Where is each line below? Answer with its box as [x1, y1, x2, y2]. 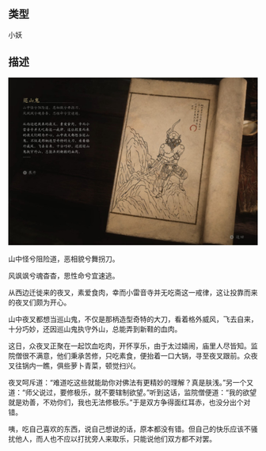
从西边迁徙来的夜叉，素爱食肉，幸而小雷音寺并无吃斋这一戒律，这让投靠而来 [8, 288, 258, 298]
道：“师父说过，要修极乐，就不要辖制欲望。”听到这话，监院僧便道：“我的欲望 [8, 388, 257, 397]
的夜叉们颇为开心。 [8, 298, 71, 307]
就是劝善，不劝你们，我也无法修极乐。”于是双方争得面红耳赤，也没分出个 [8, 398, 244, 407]
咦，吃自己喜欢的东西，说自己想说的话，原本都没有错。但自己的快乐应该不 [8, 424, 251, 434]
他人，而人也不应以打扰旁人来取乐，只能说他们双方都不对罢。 [14, 434, 216, 444]
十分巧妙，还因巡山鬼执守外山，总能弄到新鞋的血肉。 [8, 324, 182, 334]
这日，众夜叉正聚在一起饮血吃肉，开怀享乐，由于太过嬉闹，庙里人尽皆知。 [8, 341, 251, 351]
